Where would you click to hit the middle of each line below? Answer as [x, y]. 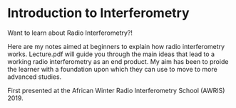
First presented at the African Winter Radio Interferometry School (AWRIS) [116, 90]
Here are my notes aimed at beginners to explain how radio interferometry [116, 46]
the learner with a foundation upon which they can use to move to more [112, 69]
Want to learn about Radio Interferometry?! [70, 33]
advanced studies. [35, 77]
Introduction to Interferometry [99, 13]
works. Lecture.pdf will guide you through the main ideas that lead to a [111, 54]
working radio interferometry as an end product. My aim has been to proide [118, 61]
